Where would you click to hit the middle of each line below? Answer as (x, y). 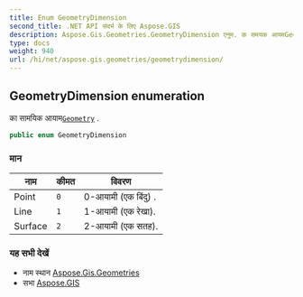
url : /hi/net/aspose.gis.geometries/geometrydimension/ (116, 60)
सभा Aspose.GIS (51, 283)
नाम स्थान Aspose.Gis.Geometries (81, 273)
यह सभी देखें (29, 253)
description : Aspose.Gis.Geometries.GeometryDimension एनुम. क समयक (138, 34)
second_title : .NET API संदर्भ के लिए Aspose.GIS (95, 26)
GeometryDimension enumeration (107, 96)
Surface (31, 226)
